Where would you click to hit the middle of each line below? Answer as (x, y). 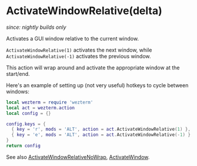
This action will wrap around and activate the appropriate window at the (93, 67)
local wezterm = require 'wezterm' (50, 102)
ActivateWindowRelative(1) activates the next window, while (79, 50)
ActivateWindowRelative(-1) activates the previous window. (79, 56)
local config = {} (29, 113)
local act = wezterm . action (41, 108)
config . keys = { (26, 124)
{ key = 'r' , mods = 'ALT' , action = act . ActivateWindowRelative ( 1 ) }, (101, 130)
